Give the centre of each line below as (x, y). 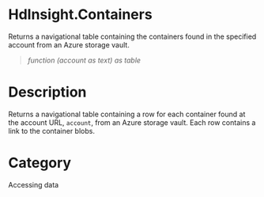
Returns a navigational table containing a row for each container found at (127, 114)
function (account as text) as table (84, 60)
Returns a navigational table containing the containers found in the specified (132, 36)
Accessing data (34, 184)
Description (47, 92)
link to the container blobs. (51, 131)
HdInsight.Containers (80, 15)
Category (40, 163)
